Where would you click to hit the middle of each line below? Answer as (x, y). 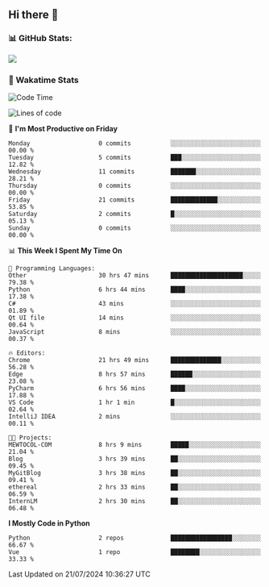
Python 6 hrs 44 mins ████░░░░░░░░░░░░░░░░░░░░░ (135, 289)
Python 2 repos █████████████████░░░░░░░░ (135, 538)
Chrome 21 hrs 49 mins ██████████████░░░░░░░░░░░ (135, 360)
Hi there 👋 (33, 15)
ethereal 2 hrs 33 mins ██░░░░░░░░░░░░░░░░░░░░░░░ (135, 487)
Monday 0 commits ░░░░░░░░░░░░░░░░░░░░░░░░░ (135, 143)
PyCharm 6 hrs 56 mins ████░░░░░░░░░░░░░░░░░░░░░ (135, 388)
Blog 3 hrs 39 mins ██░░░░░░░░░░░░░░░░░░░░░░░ (135, 459)
